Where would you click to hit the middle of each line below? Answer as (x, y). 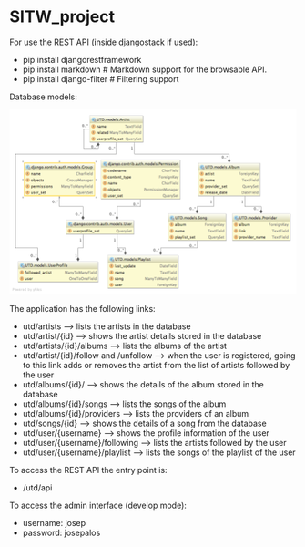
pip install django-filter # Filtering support (101, 78)
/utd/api (37, 488)
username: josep (54, 523)
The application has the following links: (83, 309)
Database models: (43, 97)
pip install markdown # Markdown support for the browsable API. (144, 69)
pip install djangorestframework (82, 59)
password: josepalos (61, 533)
